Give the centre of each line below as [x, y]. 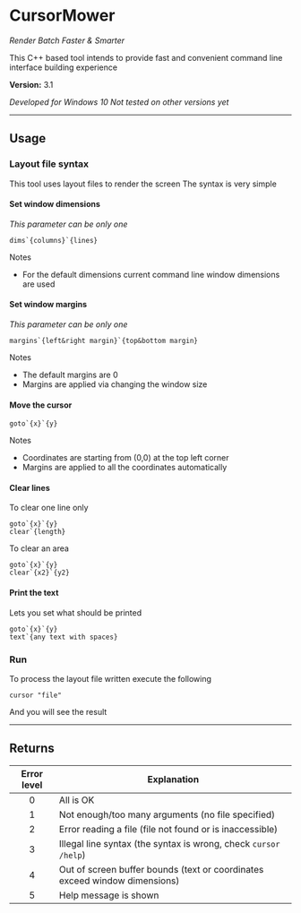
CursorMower [62, 16]
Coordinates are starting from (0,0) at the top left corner [126, 458]
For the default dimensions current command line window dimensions [151, 274]
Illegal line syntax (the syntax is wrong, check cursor [169, 843]
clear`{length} [38, 532]
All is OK [77, 800]
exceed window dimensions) [119, 881]
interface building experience [64, 67]
